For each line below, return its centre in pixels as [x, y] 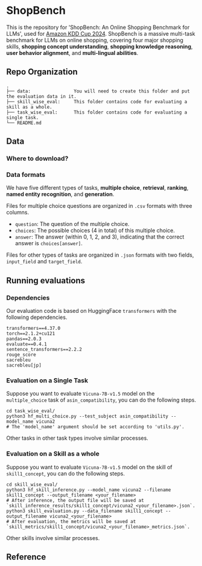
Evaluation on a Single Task [47, 380]
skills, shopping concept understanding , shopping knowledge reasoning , [99, 47]
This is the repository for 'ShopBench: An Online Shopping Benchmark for [98, 27]
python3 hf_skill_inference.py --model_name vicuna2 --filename [89, 490]
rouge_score [21, 355]
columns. [18, 213]
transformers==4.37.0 [33, 329]
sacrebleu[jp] [24, 365]
